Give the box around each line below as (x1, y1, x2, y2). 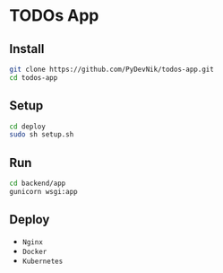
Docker (21, 247, 47, 256)
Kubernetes (21, 257, 64, 266)
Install (9, 41, 45, 57)
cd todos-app (9, 73, 58, 82)
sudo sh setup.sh (9, 130, 74, 139)
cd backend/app (9, 179, 66, 189)
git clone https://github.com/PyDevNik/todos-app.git (9, 65, 215, 74)
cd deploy (9, 122, 47, 131)
